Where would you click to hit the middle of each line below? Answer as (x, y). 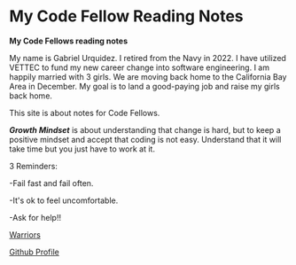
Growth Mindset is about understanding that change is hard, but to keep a (145, 129)
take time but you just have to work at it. (82, 149)
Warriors (25, 234)
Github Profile (34, 252)
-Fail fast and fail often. (51, 183)
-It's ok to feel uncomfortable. (64, 200)
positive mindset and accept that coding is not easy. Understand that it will (145, 139)
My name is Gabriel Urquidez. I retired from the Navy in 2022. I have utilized (148, 58)
